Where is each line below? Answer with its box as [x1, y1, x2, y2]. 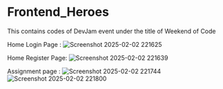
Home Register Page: [7, 53, 68, 62]
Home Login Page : [7, 40, 62, 48]
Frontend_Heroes [7, 4, 109, 20]
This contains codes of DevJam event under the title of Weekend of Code [7, 27, 216, 35]
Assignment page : [7, 67, 61, 75]
